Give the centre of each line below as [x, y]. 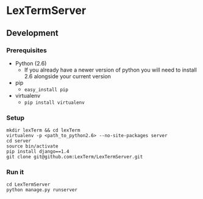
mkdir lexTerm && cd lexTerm [43, 130]
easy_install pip [46, 89]
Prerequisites [27, 50]
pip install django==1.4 [38, 152]
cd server [19, 141]
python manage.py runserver [42, 190]
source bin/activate [33, 146]
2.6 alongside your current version [68, 76]
